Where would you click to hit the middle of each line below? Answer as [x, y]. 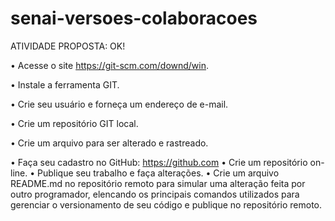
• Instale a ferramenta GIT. [65, 84]
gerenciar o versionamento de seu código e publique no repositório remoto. [166, 204]
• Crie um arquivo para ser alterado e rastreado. [109, 143]
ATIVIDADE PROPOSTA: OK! [68, 46]
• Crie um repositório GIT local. [74, 123]
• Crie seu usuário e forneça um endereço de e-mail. [119, 104]
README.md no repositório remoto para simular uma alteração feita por [158, 183]
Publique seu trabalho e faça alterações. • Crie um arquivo [158, 173]
